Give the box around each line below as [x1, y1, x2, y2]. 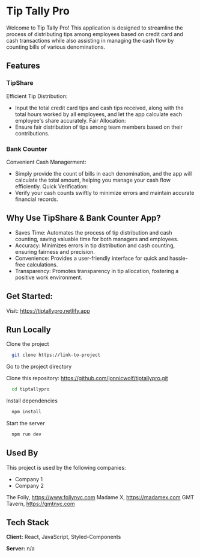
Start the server [6, 419, 45, 426]
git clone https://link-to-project [11, 352, 101, 359]
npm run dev [11, 431, 42, 437]
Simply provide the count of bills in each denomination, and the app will [14, 170, 192, 177]
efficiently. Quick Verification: [14, 182, 88, 190]
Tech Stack [6, 517, 49, 528]
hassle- [169, 254, 188, 262]
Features [6, 61, 40, 71]
